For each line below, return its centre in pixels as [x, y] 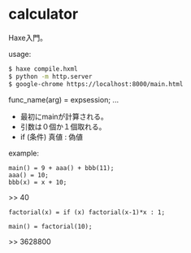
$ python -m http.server [50, 76]
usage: [20, 54]
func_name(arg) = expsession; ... [64, 99]
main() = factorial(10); [50, 226]
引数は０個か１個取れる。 [63, 126]
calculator [43, 14]
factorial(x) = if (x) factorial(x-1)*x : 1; [87, 212]
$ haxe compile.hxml [43, 69]
